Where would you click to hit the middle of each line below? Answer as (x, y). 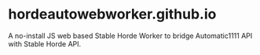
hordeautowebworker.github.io (112, 14)
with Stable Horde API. (45, 43)
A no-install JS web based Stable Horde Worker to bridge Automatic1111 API (130, 36)
